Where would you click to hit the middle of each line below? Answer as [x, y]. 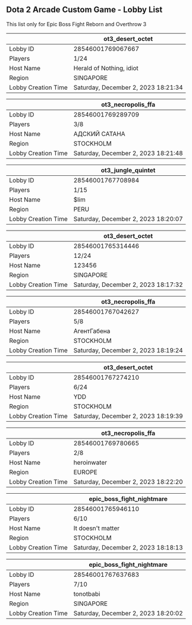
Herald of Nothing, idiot [106, 68]
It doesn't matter [97, 528]
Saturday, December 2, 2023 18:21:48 [128, 153]
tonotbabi [87, 594]
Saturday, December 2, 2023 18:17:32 [128, 285]
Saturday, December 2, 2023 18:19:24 [128, 350]
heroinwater [90, 462]
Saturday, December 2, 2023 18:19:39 [128, 416]
